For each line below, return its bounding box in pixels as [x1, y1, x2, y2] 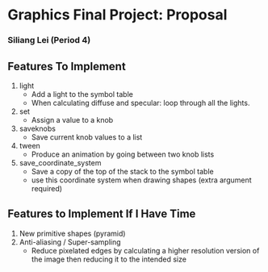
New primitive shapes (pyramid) [19, 228, 126, 238]
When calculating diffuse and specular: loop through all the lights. [31, 98, 250, 107]
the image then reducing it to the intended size [31, 254, 187, 264]
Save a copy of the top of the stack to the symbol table [31, 166, 215, 176]
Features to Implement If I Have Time [7, 207, 196, 221]
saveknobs [19, 123, 56, 133]
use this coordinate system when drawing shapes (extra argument [31, 175, 252, 185]
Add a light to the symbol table [31, 89, 134, 98]
